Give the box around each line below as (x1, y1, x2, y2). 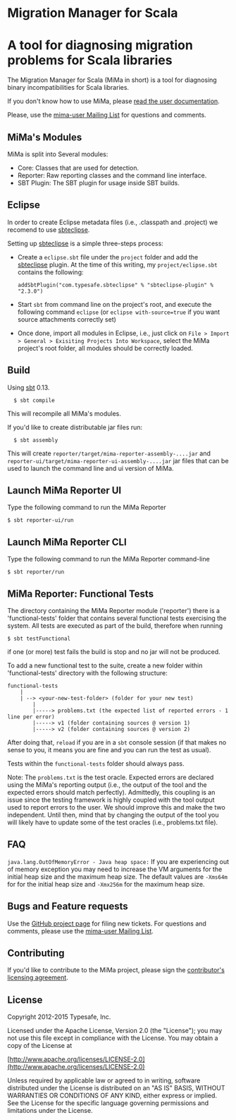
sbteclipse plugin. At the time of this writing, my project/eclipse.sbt (17, 260, 218, 269)
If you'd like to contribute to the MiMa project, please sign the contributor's (7, 966, 225, 974)
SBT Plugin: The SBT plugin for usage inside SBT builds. (17, 178, 180, 187)
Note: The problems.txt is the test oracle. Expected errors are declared (7, 773, 214, 781)
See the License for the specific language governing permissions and (7, 1099, 209, 1107)
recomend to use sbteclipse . (7, 225, 90, 234)
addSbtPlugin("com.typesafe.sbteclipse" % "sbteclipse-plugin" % (17, 281, 213, 288)
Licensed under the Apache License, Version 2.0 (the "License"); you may (7, 1027, 223, 1035)
